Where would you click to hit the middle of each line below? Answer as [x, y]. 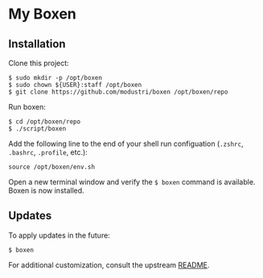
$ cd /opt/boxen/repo [45, 122]
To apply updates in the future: [59, 235]
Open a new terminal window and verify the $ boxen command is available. [132, 182]
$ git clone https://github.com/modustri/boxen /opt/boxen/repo [118, 92]
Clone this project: [39, 63]
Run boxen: [27, 107]
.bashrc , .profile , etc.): [48, 152]
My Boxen [42, 14]
